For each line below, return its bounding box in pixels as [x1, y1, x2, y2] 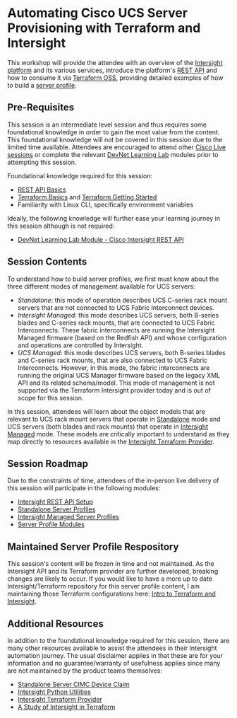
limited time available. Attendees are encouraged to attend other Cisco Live [7, 143, 226, 151]
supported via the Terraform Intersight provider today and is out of [17, 386, 212, 394]
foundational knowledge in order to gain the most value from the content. [7, 127, 220, 136]
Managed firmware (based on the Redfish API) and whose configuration [17, 333, 227, 342]
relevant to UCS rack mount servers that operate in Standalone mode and [7, 415, 221, 423]
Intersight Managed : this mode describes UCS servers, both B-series [17, 311, 219, 319]
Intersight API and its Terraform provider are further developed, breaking [7, 567, 219, 576]
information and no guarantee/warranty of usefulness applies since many [7, 659, 221, 667]
